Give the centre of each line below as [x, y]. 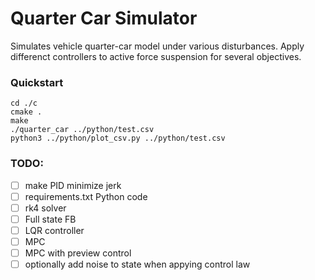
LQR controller [54, 230]
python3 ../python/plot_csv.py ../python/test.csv [118, 138]
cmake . [26, 112]
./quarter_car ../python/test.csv [82, 130]
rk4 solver [45, 208]
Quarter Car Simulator [104, 18]
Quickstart [37, 82]
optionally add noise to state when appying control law [137, 264]
